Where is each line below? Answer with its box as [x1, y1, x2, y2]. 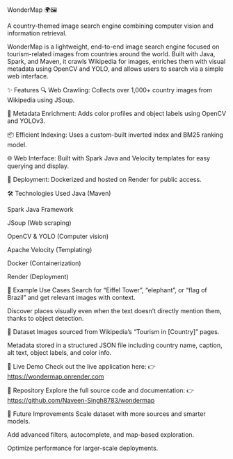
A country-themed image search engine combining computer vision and [7, 22, 214, 30]
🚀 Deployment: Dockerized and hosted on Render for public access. [7, 176, 202, 183]
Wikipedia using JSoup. [7, 96, 75, 104]
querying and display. [7, 162, 70, 170]
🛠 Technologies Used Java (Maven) [7, 190, 111, 197]
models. [7, 417, 31, 425]
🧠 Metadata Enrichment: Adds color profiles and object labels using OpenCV [7, 110, 227, 117]
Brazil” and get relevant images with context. [7, 294, 136, 301]
